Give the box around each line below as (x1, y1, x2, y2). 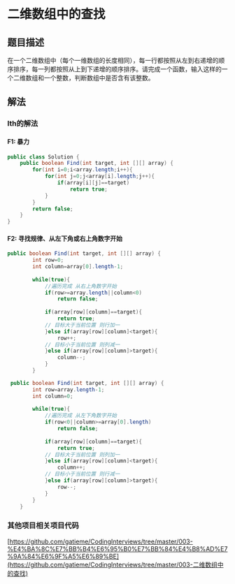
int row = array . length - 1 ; (32, 386, 105, 393)
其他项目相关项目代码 (7, 521, 79, 531)
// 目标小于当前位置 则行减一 (44, 471, 120, 478)
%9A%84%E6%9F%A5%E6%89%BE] (7, 552, 120, 560)
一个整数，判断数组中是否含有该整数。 (43, 74, 155, 82)
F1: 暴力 (7, 137, 30, 145)
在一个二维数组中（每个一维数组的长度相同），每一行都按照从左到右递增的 (7, 57, 219, 64)
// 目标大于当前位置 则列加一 (44, 451, 120, 458)
